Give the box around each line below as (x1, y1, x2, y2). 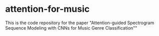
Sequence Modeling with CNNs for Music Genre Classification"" (5, 25, 137, 31)
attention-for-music (5, 3, 90, 15)
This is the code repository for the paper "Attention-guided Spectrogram (5, 20, 154, 26)
